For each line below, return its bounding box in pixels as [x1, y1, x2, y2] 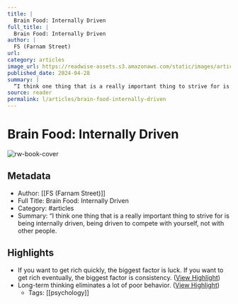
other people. [17, 226, 57, 235]
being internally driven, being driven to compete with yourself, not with [17, 218, 225, 227]
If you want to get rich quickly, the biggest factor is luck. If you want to [17, 266, 224, 274]
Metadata [7, 170, 51, 182]
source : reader [7, 89, 52, 96]
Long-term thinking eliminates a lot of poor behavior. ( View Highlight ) [17, 281, 220, 289]
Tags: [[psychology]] [28, 288, 90, 297]
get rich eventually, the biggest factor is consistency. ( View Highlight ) [17, 273, 221, 281]
